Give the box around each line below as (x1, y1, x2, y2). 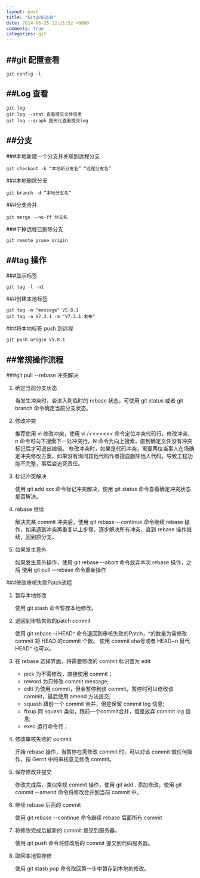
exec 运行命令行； (23, 723, 69, 730)
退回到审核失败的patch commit (14, 617, 91, 625)
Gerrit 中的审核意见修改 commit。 (32, 756, 115, 763)
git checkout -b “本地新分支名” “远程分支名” (6, 165, 112, 171)
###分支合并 (6, 201, 38, 208)
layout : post (6, 8, 39, 15)
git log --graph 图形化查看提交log (6, 117, 88, 123)
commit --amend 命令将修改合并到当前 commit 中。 (14, 789, 142, 796)
